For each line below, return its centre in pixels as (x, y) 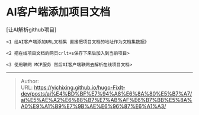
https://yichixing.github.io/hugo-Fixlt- (80, 87)
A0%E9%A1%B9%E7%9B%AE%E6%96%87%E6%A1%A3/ (93, 106)
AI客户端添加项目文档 (58, 12)
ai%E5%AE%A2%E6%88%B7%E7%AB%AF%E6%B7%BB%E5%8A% (106, 100)
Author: (30, 81)
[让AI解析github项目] (31, 29)
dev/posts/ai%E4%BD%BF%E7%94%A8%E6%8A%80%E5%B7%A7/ (106, 93)
